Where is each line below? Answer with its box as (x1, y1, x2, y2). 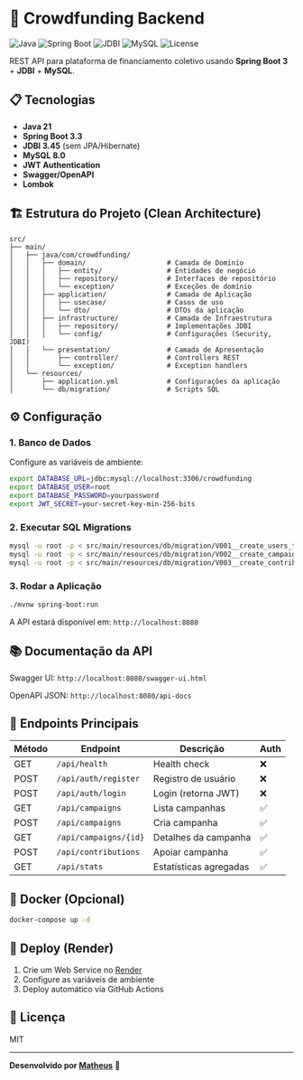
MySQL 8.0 (22, 149, 66, 161)
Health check (152, 758, 210, 771)
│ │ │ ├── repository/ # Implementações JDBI (9, 321, 252, 331)
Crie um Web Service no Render (22, 964, 142, 975)
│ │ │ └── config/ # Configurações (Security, (9, 329, 272, 338)
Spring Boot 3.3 (22, 130, 83, 141)
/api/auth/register (56, 774, 141, 784)
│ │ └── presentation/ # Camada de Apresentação (9, 345, 264, 354)
